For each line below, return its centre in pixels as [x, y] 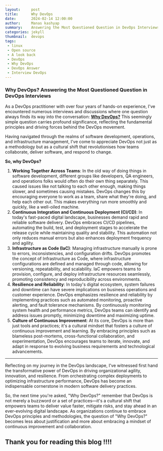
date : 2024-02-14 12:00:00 [39, 18]
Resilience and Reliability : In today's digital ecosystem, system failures [83, 284]
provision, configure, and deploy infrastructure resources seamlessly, [81, 274]
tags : [10, 41]
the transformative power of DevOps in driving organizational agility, [73, 371]
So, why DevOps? [23, 161]
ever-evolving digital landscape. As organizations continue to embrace [76, 411]
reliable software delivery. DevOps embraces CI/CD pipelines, [74, 223]
